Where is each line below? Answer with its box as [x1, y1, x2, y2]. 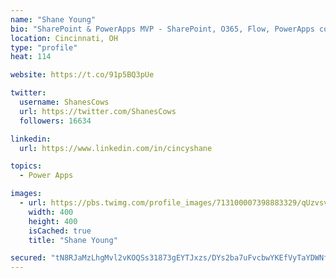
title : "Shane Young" [28, 235, 118, 245]
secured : [10, 253, 47, 263]
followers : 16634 [19, 116, 92, 126]
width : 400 [28, 207, 74, 217]
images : [10, 189, 43, 199]
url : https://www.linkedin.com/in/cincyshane [19, 143, 213, 153]
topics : [10, 161, 43, 171]
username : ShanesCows [19, 97, 110, 107]
